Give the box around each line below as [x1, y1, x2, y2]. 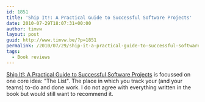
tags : [6, 49, 20, 55]
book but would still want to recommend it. [6, 90, 114, 97]
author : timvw [6, 25, 43, 32]
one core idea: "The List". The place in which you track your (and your [6, 77, 183, 84]
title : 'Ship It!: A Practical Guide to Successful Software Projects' [6, 15, 192, 21]
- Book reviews [12, 54, 51, 60]
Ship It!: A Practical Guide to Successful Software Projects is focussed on [6, 70, 191, 78]
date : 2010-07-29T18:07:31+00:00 [6, 20, 92, 26]
